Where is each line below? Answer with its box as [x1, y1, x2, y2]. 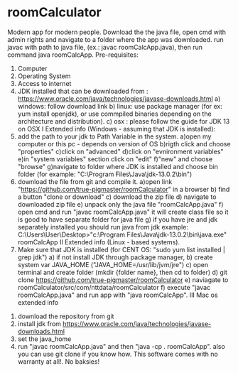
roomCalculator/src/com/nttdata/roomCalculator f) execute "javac [17, 283, 211, 291]
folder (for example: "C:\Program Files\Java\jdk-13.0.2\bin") [17, 170, 193, 178]
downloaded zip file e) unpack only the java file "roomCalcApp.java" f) [17, 200, 224, 208]
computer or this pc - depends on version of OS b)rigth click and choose [17, 139, 231, 148]
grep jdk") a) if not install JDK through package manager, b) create [17, 253, 213, 261]
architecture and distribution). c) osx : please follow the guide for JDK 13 [17, 117, 230, 125]
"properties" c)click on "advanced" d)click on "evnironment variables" [17, 147, 224, 156]
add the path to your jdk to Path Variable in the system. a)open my [17, 132, 212, 141]
